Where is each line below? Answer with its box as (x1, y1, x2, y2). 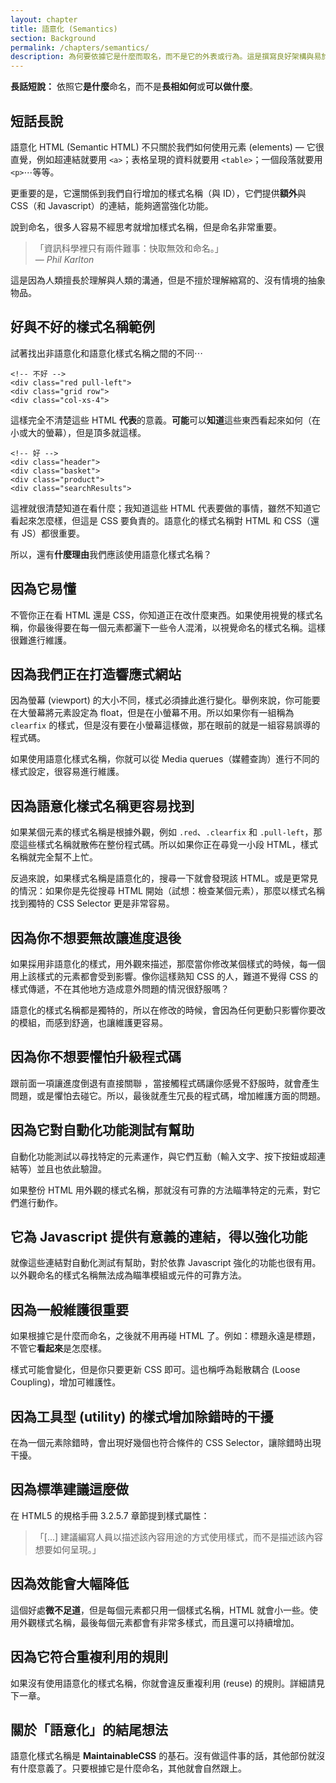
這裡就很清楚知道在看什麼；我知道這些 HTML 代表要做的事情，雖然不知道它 (10, 502, 321, 514)
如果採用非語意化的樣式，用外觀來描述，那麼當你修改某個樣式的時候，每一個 (10, 958, 326, 970)
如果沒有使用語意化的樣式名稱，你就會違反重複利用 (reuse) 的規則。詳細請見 (10, 1677, 326, 1689)
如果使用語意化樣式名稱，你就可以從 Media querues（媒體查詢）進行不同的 (10, 753, 320, 765)
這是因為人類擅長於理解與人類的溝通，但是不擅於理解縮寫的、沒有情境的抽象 (10, 274, 326, 286)
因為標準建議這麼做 (10, 1481, 129, 1498)
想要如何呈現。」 (34, 1543, 102, 1555)
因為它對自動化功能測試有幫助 (10, 1122, 195, 1139)
